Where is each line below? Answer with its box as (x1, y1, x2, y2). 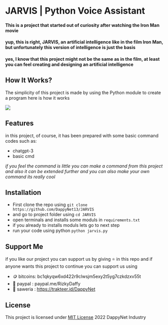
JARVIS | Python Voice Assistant (5, 5, 145, 17)
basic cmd (12, 153, 34, 159)
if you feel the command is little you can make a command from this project (5, 162, 163, 169)
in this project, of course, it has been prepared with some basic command (5, 132, 159, 139)
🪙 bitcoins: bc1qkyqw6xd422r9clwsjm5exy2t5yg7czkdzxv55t (12, 273, 141, 279)
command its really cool (5, 174, 55, 180)
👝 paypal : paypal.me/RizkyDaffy (12, 281, 81, 287)
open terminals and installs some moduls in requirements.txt (12, 217, 140, 223)
